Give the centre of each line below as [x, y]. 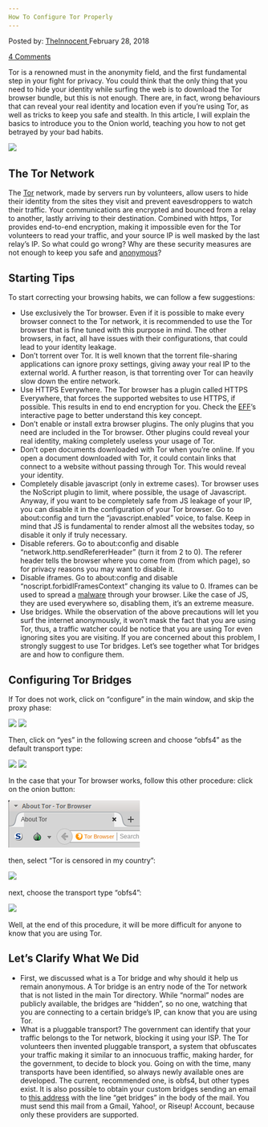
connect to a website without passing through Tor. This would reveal [133, 467]
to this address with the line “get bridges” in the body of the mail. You [135, 1097]
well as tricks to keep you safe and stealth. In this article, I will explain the [129, 115]
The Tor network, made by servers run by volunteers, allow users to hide [128, 193]
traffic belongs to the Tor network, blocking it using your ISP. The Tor [134, 1038]
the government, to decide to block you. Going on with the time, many [135, 1063]
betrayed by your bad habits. [56, 132]
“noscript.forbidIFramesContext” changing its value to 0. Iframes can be [139, 586]
